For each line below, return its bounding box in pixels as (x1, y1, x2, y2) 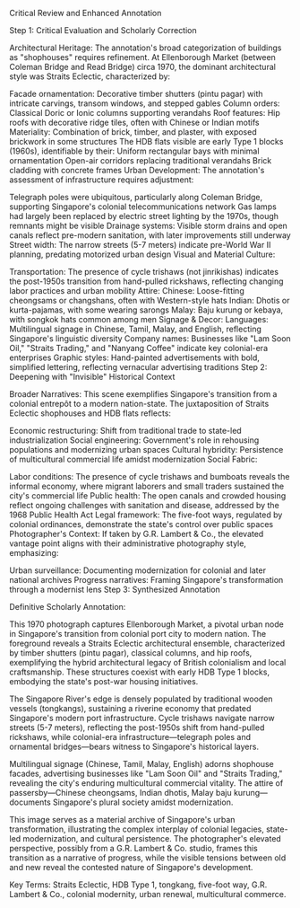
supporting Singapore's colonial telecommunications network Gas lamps (9, 201, 278, 212)
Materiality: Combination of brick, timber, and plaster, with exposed (9, 127, 257, 137)
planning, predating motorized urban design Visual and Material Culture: (9, 249, 276, 260)
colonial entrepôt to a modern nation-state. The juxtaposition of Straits (9, 399, 270, 409)
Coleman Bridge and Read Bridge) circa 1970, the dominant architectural (9, 62, 276, 72)
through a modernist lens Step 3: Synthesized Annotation (9, 584, 221, 595)
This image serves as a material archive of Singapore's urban (9, 815, 236, 824)
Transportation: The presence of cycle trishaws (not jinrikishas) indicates (9, 267, 279, 277)
